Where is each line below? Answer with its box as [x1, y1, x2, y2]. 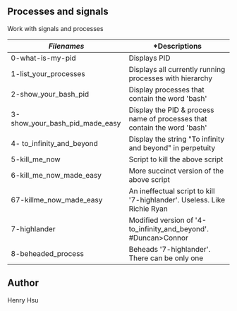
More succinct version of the [128, 166, 224, 176]
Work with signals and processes [7, 24, 104, 32]
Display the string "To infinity [128, 134, 225, 144]
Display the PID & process [128, 105, 214, 115]
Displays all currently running [128, 64, 226, 74]
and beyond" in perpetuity [128, 142, 216, 152]
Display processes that [128, 85, 205, 94]
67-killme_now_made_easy [11, 195, 103, 205]
